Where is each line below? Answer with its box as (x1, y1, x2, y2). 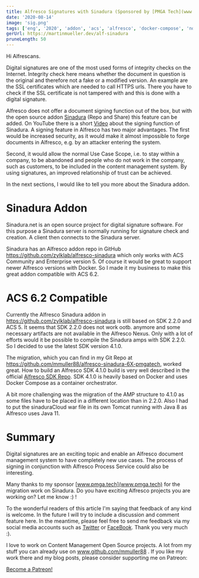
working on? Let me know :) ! (6, 493, 77, 500)
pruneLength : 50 (6, 36, 46, 42)
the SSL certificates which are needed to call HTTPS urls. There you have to (6, 83, 192, 90)
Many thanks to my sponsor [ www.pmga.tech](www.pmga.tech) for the (6, 481, 181, 488)
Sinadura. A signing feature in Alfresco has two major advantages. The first (6, 126, 190, 133)
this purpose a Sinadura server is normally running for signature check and (6, 227, 190, 235)
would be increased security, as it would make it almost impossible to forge (6, 132, 190, 140)
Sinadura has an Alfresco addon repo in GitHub (6, 245, 121, 252)
